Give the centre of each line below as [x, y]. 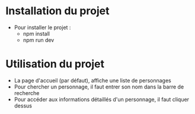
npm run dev [39, 40]
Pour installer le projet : [42, 27]
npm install [36, 33]
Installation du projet [57, 11]
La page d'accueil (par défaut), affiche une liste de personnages [92, 80]
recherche [27, 93]
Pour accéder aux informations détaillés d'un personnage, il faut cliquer [102, 99]
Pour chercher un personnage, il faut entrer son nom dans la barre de [99, 87]
